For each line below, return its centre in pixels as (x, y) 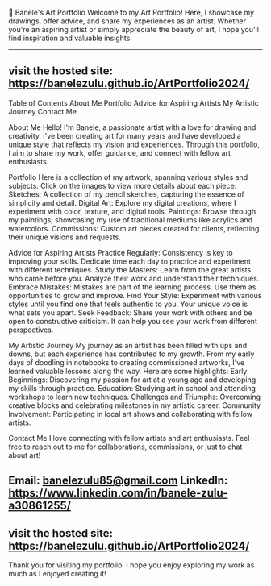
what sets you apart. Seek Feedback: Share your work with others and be (130, 312)
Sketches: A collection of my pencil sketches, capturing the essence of (126, 194)
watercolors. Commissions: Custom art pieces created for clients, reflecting (134, 228)
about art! (25, 455)
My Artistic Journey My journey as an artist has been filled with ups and (128, 345)
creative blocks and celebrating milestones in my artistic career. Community (134, 405)
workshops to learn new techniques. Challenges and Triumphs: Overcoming (134, 397)
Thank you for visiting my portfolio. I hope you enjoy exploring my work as (131, 565)
